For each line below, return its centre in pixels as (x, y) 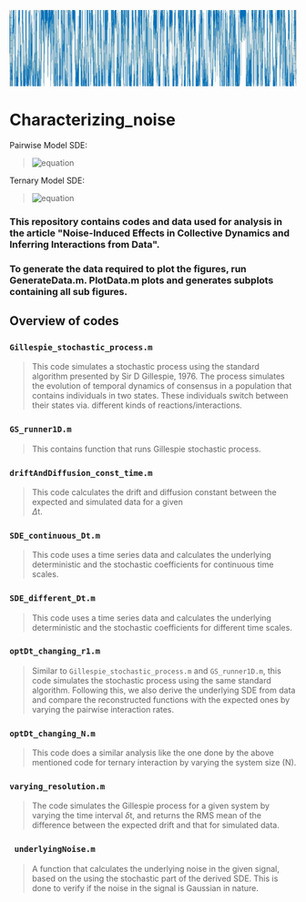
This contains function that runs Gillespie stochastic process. (146, 449)
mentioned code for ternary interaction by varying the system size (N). (164, 763)
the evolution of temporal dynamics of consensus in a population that (162, 386)
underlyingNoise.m (55, 849)
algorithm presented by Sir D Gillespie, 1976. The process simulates (158, 376)
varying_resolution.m (57, 787)
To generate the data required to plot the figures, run (128, 269)
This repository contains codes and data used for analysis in (146, 221)
